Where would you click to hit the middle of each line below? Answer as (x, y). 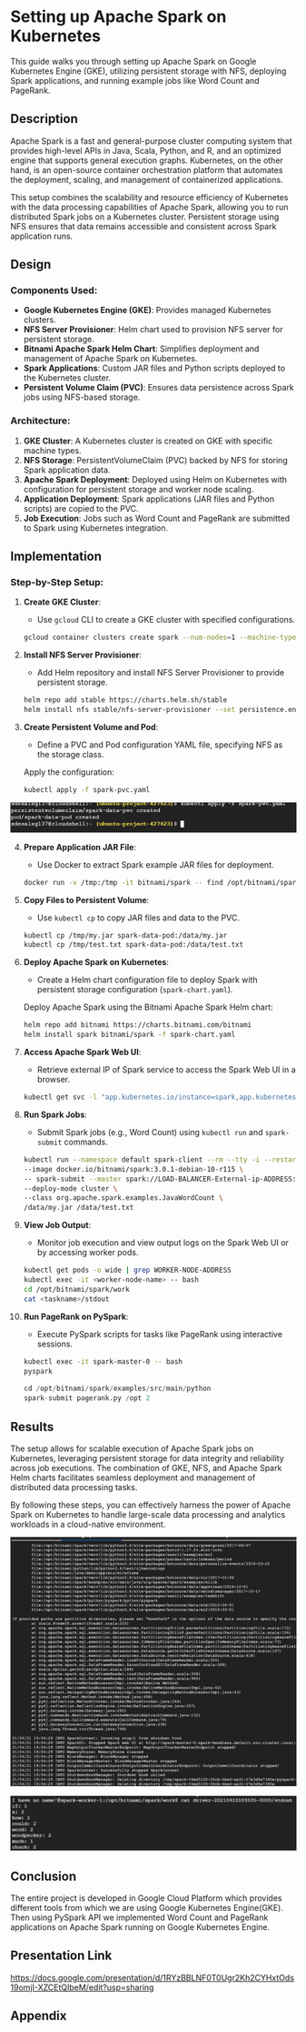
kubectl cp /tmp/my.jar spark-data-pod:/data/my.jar (125, 935)
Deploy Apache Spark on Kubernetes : (96, 962)
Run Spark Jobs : (55, 1114)
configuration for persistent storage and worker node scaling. (138, 489)
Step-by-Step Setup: (57, 583)
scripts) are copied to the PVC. (81, 508)
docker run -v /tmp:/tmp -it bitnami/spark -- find (123, 882)
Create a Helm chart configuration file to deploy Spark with (147, 980)
